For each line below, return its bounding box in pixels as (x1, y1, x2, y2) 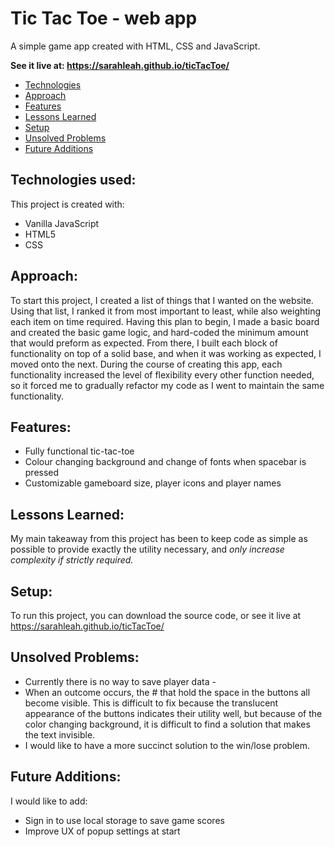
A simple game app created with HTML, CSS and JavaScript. (10, 40, 261, 52)
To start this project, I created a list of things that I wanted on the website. (10, 294, 314, 306)
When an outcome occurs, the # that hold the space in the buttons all (24, 686, 311, 698)
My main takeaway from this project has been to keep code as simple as (10, 533, 308, 545)
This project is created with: (10, 198, 125, 210)
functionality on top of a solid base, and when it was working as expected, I (10, 347, 322, 359)
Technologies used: (10, 172, 137, 189)
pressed (24, 467, 60, 479)
